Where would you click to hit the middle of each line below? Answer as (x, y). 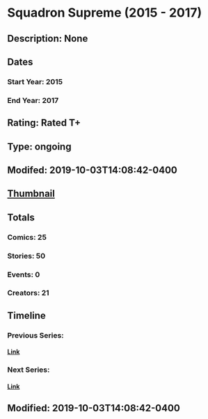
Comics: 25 (27, 237)
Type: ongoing (39, 146)
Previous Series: (35, 335)
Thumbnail (31, 194)
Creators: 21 (29, 293)
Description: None (48, 39)
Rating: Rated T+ (44, 123)
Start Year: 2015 (35, 81)
